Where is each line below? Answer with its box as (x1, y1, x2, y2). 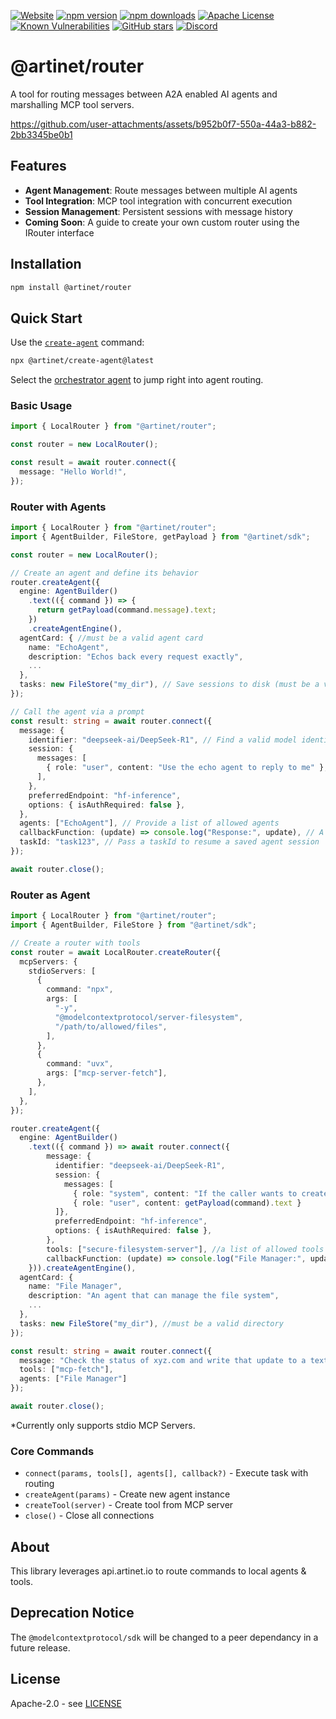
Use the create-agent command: (10, 336, 145, 349)
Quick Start (10, 310, 83, 327)
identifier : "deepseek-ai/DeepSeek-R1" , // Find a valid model (28, 735, 298, 745)
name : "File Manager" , (28, 1281, 123, 1292)
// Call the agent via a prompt (10, 706, 145, 717)
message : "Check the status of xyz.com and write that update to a (19, 1355, 307, 1365)
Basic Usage (10, 399, 73, 413)
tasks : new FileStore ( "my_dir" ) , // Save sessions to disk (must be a (19, 680, 320, 690)
